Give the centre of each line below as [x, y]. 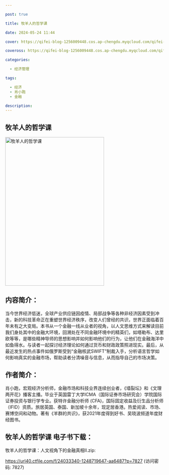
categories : [18, 60]
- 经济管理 [20, 69]
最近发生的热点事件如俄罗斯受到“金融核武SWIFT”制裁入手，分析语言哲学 [80, 351]
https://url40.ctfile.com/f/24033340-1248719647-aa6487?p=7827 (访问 [80, 461]
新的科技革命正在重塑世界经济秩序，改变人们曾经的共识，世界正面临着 [87, 320]
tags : [11, 78]
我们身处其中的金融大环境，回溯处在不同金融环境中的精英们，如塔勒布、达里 [84, 332]
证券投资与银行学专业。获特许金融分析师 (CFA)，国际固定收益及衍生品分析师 [84, 401]
